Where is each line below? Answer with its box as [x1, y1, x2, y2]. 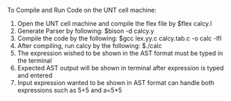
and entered [17, 71, 53, 79]
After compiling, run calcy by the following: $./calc [17, 42, 162, 49]
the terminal [17, 56, 52, 65]
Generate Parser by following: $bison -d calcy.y [17, 27, 154, 35]
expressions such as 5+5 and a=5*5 [17, 86, 122, 94]
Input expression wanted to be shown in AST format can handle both [17, 79, 214, 86]
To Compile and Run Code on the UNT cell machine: [7, 6, 157, 14]
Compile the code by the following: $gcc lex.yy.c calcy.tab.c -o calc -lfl [17, 34, 222, 42]
